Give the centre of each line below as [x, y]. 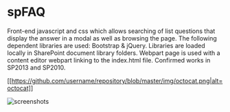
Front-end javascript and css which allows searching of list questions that [111, 31]
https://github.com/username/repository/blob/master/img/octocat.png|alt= [117, 80]
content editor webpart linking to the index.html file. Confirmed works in [109, 60]
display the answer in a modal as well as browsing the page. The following [112, 38]
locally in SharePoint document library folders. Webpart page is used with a [114, 53]
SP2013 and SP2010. [36, 67]
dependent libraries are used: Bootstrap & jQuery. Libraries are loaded [106, 45]
